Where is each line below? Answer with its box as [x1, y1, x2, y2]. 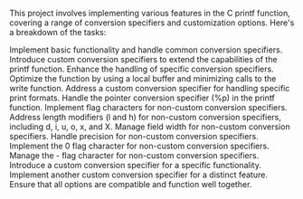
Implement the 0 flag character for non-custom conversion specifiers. [9, 140, 270, 151]
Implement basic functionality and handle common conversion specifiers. [9, 44, 283, 55]
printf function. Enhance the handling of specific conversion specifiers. [9, 63, 274, 74]
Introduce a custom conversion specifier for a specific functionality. [9, 160, 262, 170]
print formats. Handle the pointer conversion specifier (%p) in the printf [9, 92, 276, 103]
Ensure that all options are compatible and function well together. [9, 179, 252, 189]
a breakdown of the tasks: [9, 27, 107, 37]
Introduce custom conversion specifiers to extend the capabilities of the [9, 54, 278, 64]
